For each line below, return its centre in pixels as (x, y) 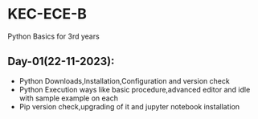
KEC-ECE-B (47, 14)
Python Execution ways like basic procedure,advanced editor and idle (135, 89)
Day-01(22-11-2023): (61, 62)
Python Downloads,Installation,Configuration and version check (124, 80)
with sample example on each (68, 98)
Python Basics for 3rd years (53, 36)
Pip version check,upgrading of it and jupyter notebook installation (129, 106)
